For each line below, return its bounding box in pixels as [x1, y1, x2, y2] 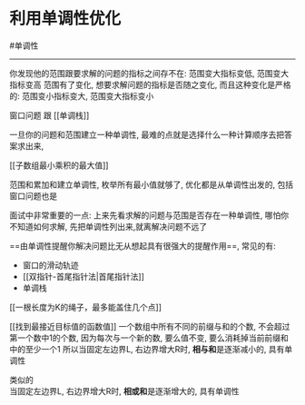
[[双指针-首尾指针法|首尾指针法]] [22, 271, 145, 282]
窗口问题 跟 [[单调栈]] [9, 110, 90, 121]
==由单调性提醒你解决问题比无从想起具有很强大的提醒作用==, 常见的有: [9, 240, 277, 251]
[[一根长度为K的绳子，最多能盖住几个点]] [9, 301, 162, 312]
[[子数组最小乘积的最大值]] [9, 160, 109, 171]
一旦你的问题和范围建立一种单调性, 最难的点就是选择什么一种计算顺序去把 [9, 129, 284, 140]
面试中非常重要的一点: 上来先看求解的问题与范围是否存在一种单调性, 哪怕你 [9, 210, 289, 221]
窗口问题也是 [9, 190, 57, 201]
